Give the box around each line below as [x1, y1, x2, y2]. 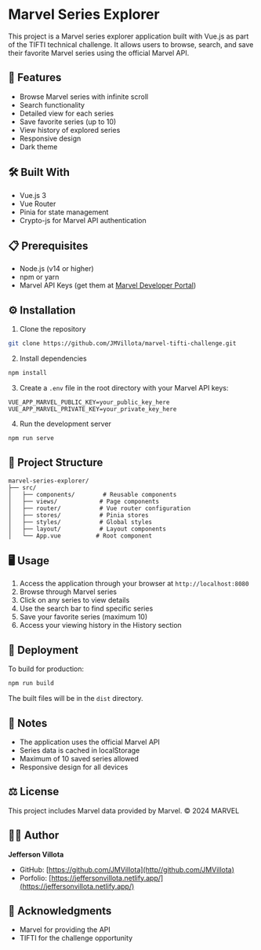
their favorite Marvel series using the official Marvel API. [8, 48, 190, 57]
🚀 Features [8, 71, 62, 84]
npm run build [8, 680, 55, 688]
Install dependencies [19, 354, 88, 363]
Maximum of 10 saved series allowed [19, 754, 139, 763]
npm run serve [8, 434, 55, 442]
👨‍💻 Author [8, 829, 60, 842]
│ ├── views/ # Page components [8, 497, 159, 505]
